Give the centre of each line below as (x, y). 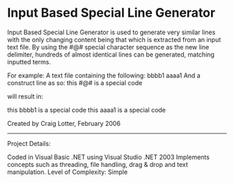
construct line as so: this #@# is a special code (75, 82)
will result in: (25, 96)
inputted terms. (29, 61)
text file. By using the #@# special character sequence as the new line (108, 47)
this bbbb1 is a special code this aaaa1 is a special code (86, 110)
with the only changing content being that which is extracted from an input (114, 39)
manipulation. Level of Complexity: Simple (68, 172)
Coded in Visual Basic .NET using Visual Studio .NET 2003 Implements (109, 157)
